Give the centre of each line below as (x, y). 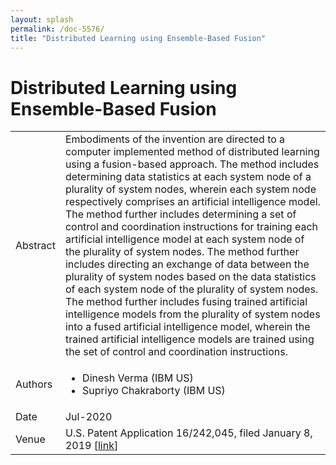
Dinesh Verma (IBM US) (138, 378)
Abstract (35, 246)
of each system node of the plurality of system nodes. (191, 289)
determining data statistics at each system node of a (188, 177)
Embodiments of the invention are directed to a (175, 139)
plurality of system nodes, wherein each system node (190, 189)
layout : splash (42, 19)
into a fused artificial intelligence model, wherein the (187, 327)
